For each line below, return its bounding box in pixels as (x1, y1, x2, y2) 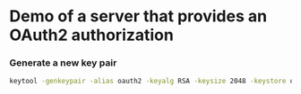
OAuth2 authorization (9, 25, 175, 45)
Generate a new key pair (9, 57, 117, 69)
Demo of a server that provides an (9, 6, 267, 27)
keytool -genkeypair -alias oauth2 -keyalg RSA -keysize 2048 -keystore (9, 77, 287, 86)
